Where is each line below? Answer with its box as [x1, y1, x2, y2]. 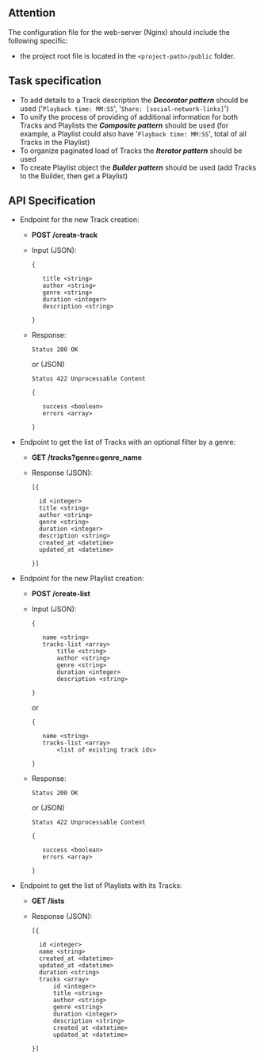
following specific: [8, 36, 68, 45]
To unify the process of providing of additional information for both [19, 112, 239, 121]
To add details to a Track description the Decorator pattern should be [19, 95, 249, 105]
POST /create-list [31, 589, 91, 599]
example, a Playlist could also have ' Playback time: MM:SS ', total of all [19, 128, 247, 138]
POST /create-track [31, 230, 98, 240]
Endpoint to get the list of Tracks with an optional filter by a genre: [19, 438, 236, 447]
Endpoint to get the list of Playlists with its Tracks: [19, 881, 182, 890]
